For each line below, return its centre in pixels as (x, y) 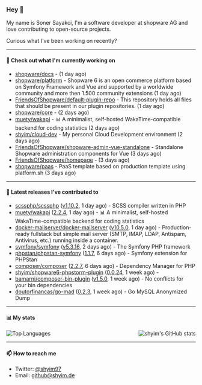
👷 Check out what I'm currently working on (61, 60)
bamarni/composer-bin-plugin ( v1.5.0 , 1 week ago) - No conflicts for (99, 278)
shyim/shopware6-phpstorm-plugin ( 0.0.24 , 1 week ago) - (87, 272)
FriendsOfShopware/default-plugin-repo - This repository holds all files (103, 100)
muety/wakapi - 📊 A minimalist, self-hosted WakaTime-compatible (98, 119)
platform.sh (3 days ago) (45, 173)
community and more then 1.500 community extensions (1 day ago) (98, 93)
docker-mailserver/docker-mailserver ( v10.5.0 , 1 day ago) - (88, 227)
